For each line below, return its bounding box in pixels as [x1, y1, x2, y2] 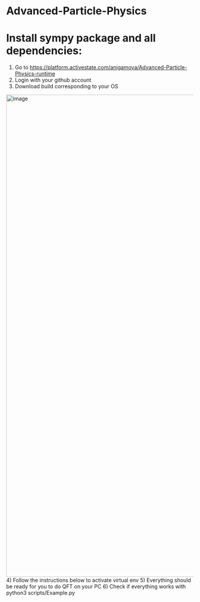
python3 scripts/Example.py [6, 589, 76, 597]
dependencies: [6, 44, 82, 58]
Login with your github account [14, 76, 92, 84]
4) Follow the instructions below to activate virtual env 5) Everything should [6, 576, 192, 584]
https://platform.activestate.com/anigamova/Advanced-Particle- [29, 64, 187, 71]
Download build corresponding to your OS [14, 83, 118, 90]
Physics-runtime [14, 70, 55, 77]
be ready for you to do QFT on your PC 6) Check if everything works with [6, 583, 186, 590]
